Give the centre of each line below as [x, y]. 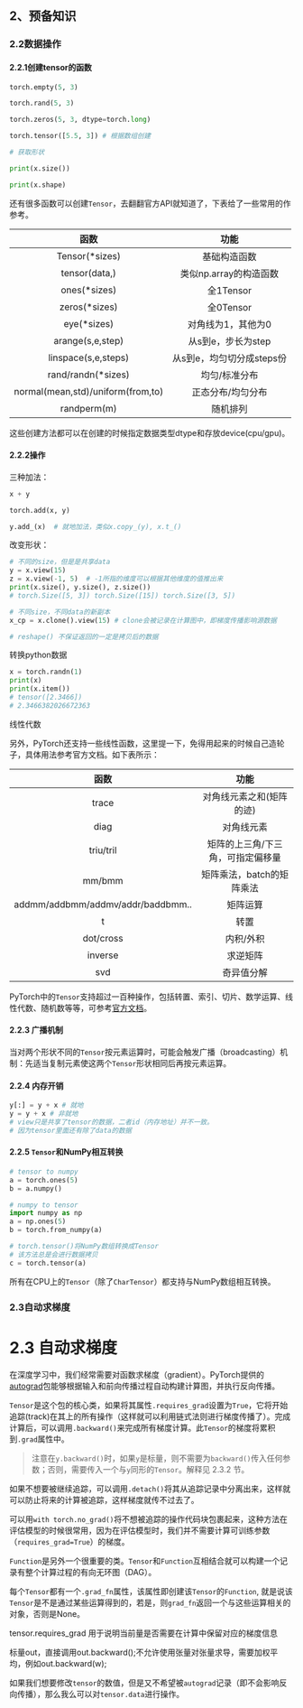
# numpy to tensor [44, 1205]
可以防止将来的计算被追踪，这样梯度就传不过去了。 [104, 1499]
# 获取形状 [27, 153]
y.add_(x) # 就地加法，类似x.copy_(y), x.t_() [96, 526]
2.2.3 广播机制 [37, 1030]
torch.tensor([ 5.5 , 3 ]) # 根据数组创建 [80, 136]
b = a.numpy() [36, 1188]
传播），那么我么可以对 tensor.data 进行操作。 [101, 1694]
